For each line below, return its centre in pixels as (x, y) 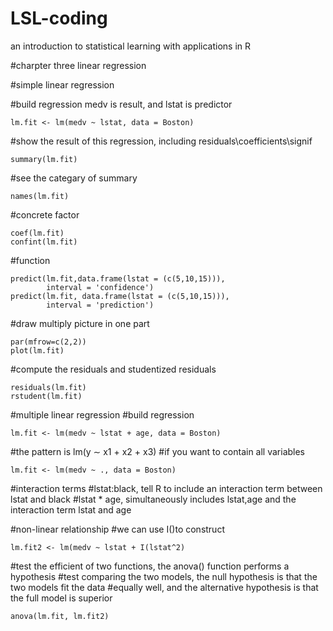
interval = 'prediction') (100, 305)
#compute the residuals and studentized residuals (113, 369)
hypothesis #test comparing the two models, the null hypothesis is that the (164, 576)
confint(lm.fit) (44, 242)
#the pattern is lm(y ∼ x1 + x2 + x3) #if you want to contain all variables (158, 451)
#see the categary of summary (74, 178)
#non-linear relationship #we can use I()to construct (117, 529)
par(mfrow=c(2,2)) (48, 342)
